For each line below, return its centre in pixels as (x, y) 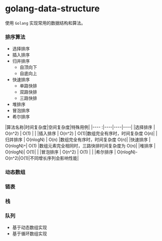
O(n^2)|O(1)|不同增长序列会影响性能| (42, 158)
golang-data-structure (52, 9)
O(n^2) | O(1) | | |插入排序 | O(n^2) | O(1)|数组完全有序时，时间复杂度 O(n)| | (81, 134)
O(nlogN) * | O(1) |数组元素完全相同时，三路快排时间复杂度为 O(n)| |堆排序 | (81, 146)
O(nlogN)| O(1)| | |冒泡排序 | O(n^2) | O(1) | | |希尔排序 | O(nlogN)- (71, 152)
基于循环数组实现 (30, 234)
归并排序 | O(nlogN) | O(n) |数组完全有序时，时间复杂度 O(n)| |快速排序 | (78, 140)
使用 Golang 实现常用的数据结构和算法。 (45, 23)
